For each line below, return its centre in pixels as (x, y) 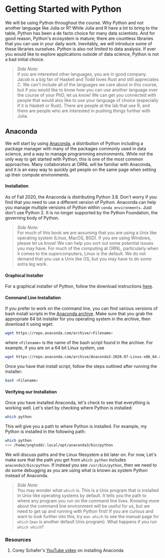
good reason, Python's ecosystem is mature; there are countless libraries (79, 38)
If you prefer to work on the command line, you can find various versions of (82, 308)
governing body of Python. (32, 218)
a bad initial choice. (25, 59)
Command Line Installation (33, 297)
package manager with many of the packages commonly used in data (76, 148)
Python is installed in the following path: (45, 431)
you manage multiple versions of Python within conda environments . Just (79, 207)
